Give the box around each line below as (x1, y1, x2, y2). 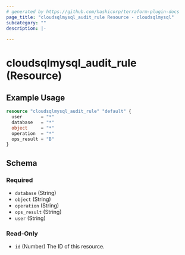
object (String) (14, 196, 52, 203)
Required (6, 176, 33, 184)
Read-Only (6, 229, 39, 238)
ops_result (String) (14, 208, 62, 215)
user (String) (14, 215, 46, 222)
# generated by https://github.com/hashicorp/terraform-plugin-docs (6, 8, 180, 15)
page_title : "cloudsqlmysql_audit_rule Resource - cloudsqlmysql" (6, 14, 174, 20)
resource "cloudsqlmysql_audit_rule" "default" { (6, 108, 132, 115)
